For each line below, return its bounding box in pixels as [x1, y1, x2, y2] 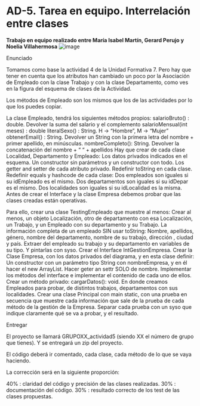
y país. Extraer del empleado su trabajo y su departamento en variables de [6, 240, 190, 247]
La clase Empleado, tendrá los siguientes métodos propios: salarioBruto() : [6, 114, 189, 122]
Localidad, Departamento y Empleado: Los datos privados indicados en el [6, 152, 188, 159]
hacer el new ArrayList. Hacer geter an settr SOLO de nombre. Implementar [6, 265, 192, 272]
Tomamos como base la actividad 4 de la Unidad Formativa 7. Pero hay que [6, 66, 192, 73]
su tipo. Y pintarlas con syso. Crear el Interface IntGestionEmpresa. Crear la [6, 246, 193, 253]
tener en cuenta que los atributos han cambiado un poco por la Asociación [6, 72, 190, 79]
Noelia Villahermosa [6, 43, 58, 50]
